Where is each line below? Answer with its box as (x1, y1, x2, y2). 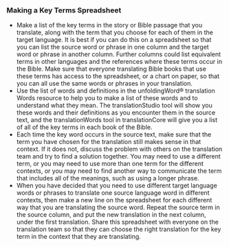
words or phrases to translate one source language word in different (16, 189, 210, 197)
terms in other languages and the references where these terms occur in (16, 58, 223, 66)
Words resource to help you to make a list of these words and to (16, 94, 198, 102)
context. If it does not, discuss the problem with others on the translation (16, 145, 223, 153)
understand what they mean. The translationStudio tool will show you (16, 102, 212, 110)
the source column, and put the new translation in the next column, (16, 211, 207, 219)
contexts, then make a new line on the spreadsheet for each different (16, 196, 212, 204)
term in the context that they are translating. (16, 233, 142, 241)
